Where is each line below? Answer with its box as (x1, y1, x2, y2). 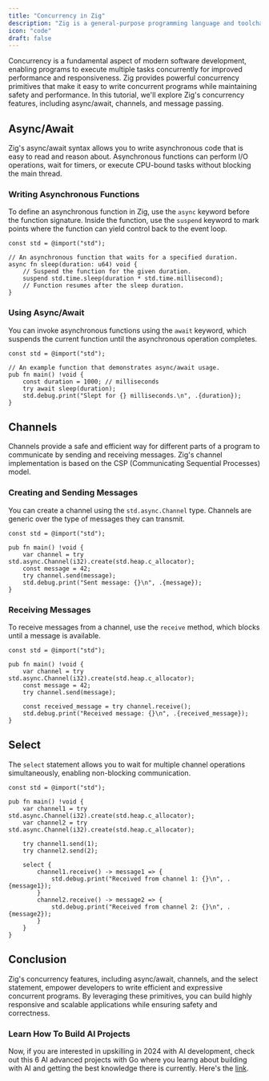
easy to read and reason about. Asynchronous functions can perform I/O (8, 152, 248, 161)
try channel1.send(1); (22, 840, 98, 848)
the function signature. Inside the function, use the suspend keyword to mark (8, 216, 259, 225)
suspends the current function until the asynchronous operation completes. (8, 334, 258, 343)
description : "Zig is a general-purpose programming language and (8, 19, 235, 27)
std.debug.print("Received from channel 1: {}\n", (50, 875, 224, 883)
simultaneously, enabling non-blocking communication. (8, 767, 191, 778)
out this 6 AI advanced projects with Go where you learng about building (8, 1055, 247, 1064)
